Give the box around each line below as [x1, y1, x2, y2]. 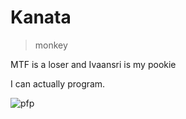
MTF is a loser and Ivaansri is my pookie [10, 58, 177, 70]
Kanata [10, 6, 72, 29]
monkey [34, 39, 68, 51]
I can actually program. [10, 77, 106, 90]
